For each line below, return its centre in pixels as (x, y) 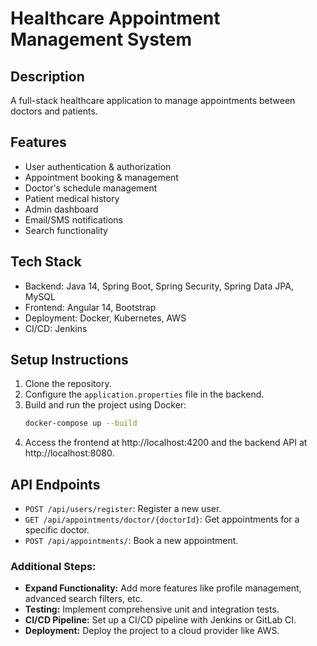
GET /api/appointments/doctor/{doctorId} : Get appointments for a (162, 519)
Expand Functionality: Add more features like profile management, (163, 588)
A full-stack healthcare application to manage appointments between (153, 100)
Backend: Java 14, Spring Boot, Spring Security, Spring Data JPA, (159, 286)
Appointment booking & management (101, 177)
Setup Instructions (69, 360)
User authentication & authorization (98, 166)
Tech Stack (46, 262)
